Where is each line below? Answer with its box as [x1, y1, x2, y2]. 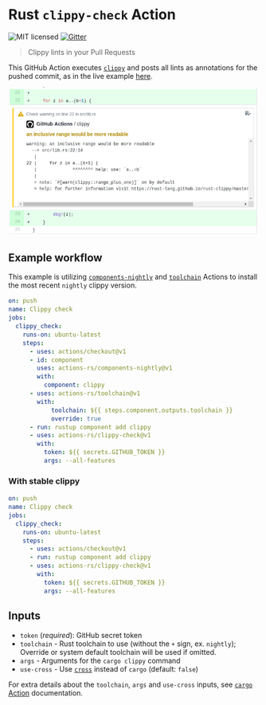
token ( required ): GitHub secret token [19, 630, 143, 640]
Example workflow [8, 251, 103, 264]
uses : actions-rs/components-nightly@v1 [37, 364, 173, 372]
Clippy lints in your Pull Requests [27, 47, 135, 57]
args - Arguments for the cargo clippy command [19, 656, 181, 665]
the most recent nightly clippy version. [8, 280, 137, 290]
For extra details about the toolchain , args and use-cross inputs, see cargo [8, 680, 253, 689]
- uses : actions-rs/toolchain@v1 [29, 390, 141, 398]
